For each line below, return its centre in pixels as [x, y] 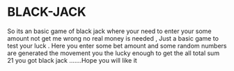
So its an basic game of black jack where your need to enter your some [109, 31]
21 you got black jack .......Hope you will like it [72, 60]
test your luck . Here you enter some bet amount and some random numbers [117, 45]
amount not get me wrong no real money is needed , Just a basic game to [113, 38]
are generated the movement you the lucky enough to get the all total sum [114, 53]
